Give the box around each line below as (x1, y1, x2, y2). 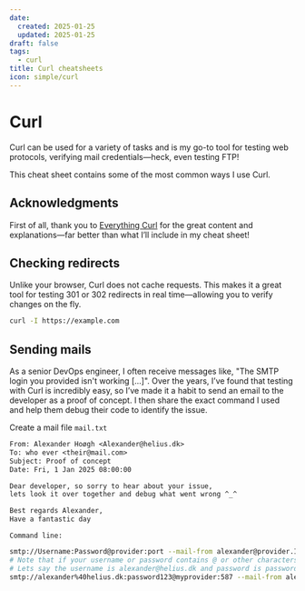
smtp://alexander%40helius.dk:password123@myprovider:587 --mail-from (9, 572, 282, 582)
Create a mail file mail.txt (9, 422, 107, 433)
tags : (9, 47, 30, 56)
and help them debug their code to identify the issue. (9, 405, 208, 415)
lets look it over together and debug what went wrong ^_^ (9, 490, 238, 499)
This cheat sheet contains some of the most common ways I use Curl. (9, 169, 271, 180)
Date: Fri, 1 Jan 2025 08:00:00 (9, 465, 132, 474)
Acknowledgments (9, 195, 120, 211)
